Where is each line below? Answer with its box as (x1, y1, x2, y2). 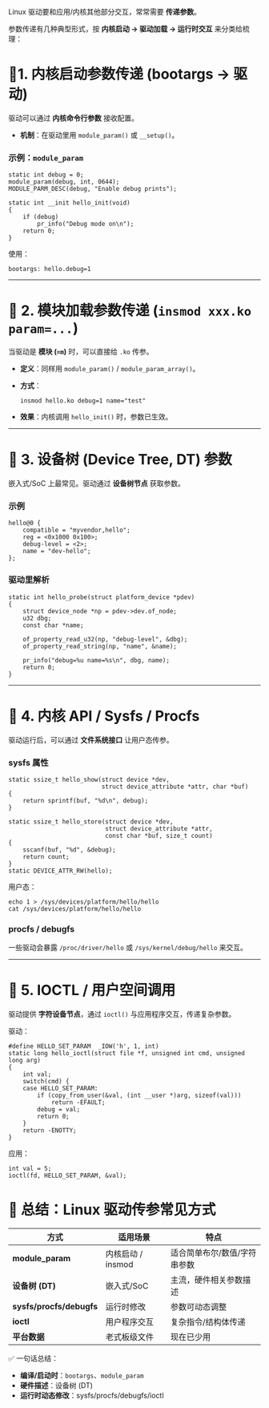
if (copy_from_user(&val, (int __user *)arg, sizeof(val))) (37, 1091, 242, 1100)
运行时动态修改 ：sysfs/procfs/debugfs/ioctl (19, 1390, 164, 1401)
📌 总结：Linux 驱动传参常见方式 (8, 1201, 216, 1219)
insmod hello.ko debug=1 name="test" (19, 397, 147, 405)
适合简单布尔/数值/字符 (170, 1248, 257, 1259)
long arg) (8, 1057, 42, 1065)
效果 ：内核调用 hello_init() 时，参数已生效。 (19, 412, 173, 422)
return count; (22, 852, 70, 860)
